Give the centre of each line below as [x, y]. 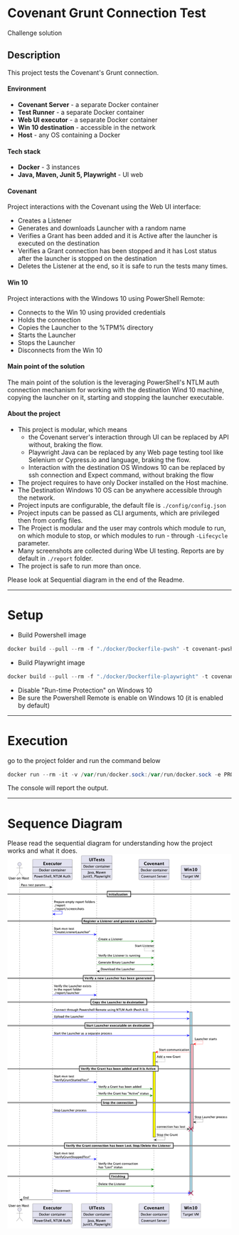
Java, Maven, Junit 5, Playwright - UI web [80, 175]
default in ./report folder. [55, 558]
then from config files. [50, 520]
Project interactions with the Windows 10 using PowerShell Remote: [106, 298]
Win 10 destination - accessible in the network [87, 127]
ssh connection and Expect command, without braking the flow [121, 475]
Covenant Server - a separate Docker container [88, 104]
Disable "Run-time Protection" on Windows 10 [85, 690]
